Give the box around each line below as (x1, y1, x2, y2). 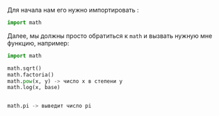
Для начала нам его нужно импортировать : (7, 6, 139, 14)
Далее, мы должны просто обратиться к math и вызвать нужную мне (7, 31, 213, 40)
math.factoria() (7, 71, 54, 78)
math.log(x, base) (7, 84, 60, 91)
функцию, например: (7, 39, 70, 47)
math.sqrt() (7, 65, 42, 72)
